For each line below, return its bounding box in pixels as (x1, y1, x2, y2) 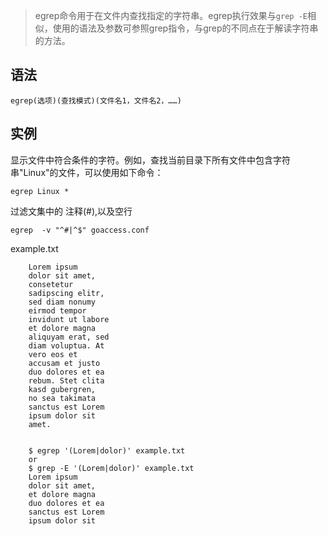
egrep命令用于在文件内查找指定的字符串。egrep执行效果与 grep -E (34, 10, 308, 21)
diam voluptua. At (28, 340, 105, 351)
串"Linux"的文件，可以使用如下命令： (10, 166, 164, 178)
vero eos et (28, 349, 78, 359)
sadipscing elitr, (28, 288, 105, 298)
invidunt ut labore (28, 314, 110, 324)
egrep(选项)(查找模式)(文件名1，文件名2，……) (10, 95, 182, 106)
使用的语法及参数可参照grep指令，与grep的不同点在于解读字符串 (52, 22, 319, 34)
